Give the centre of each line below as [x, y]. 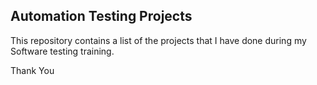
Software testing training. [62, 51]
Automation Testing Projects [101, 16]
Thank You [32, 70]
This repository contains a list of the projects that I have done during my [158, 40]
